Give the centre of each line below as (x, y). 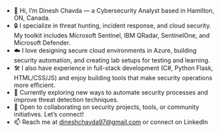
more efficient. (34, 85)
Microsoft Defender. (42, 43)
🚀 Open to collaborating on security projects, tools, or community (106, 107)
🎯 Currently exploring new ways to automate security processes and (111, 92)
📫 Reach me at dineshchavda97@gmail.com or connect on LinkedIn (111, 122)
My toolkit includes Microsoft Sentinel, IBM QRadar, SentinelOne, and (112, 35)
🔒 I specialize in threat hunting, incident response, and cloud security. (112, 25)
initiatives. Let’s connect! (49, 114)
